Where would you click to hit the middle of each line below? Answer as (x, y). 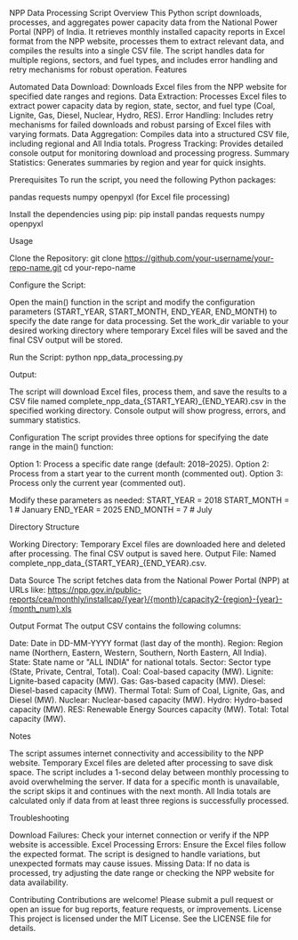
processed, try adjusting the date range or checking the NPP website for (142, 873)
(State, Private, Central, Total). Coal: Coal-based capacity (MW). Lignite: (141, 672)
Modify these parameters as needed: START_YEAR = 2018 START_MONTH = (149, 500)
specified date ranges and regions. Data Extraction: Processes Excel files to (148, 96)
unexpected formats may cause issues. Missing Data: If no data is (130, 863)
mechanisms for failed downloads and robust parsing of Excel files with (140, 125)
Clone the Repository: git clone (66, 258)
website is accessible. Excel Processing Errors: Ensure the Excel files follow (148, 844)
